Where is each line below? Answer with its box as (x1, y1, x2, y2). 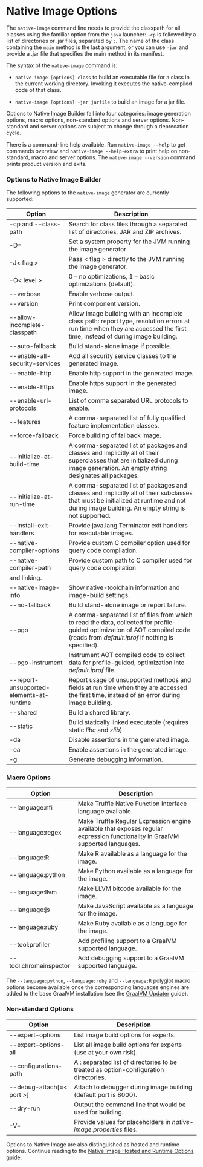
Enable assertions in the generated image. (68, 745, 188, 754)
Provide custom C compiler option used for (68, 539, 190, 547)
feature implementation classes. (68, 422, 159, 430)
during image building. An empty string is (68, 504, 185, 512)
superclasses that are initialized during (68, 456, 178, 464)
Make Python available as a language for (77, 867, 193, 875)
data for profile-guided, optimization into (68, 658, 185, 667)
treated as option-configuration (74, 1065, 164, 1074)
